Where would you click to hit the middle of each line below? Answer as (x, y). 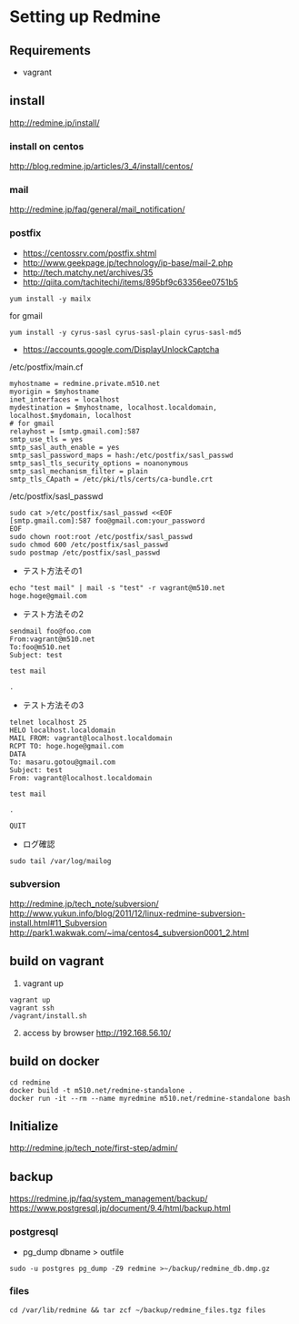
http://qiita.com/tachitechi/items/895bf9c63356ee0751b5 (130, 282)
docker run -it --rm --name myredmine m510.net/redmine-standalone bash (150, 1098)
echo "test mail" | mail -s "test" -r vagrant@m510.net (117, 588)
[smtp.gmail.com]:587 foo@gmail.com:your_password (107, 521)
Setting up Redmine (85, 17)
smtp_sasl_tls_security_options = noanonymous (99, 463)
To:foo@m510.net (40, 647)
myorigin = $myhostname (55, 392)
